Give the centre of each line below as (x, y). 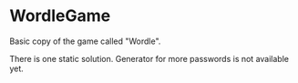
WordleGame (60, 16)
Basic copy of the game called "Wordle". (85, 41)
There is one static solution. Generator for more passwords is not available (149, 58)
